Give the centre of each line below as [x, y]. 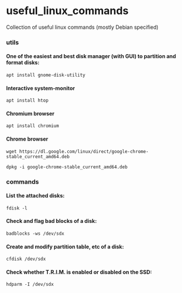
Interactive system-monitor [41, 88]
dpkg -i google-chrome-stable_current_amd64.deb [67, 167]
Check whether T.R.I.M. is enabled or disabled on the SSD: [79, 272]
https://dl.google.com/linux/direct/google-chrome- [84, 151]
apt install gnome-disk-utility [46, 75]
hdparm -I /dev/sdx [30, 284]
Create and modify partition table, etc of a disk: [65, 247]
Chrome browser [27, 139]
